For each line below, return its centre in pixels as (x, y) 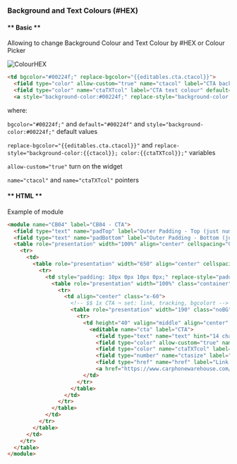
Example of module (35, 212)
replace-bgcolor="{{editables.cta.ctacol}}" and (80, 145)
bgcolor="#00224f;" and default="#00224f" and (76, 124)
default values (77, 131)
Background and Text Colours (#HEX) (73, 11)
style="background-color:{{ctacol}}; (63, 153)
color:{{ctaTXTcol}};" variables (168, 152)
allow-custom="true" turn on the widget (65, 166)
